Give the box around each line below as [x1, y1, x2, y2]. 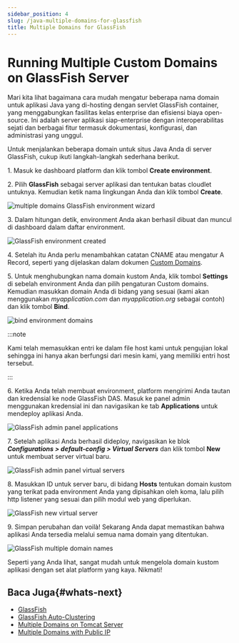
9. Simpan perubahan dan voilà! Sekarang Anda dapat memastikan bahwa [7, 522, 225, 532]
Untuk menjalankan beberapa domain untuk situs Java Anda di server [7, 145, 212, 153]
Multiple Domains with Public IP [17, 628, 111, 637]
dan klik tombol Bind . [7, 303, 70, 311]
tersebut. [7, 359, 34, 368]
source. [7, 116, 30, 125]
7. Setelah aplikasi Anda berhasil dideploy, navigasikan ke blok [7, 437, 190, 446]
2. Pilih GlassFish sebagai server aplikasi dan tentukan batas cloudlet [7, 180, 212, 189]
